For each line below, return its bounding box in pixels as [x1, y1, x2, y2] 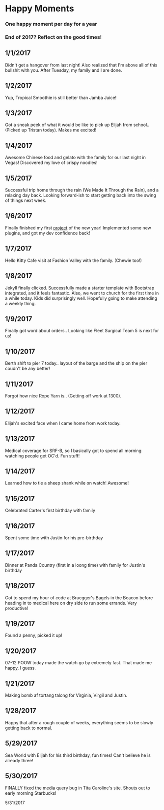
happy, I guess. [5, 665, 36, 671]
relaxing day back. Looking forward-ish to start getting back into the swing [5, 193, 156, 198]
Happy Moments [5, 3, 75, 14]
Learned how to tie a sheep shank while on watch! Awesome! [5, 480, 129, 486]
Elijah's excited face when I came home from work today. [5, 420, 121, 426]
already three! [5, 757, 33, 763]
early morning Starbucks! [5, 790, 56, 796]
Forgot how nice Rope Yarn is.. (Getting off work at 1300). [5, 392, 122, 399]
